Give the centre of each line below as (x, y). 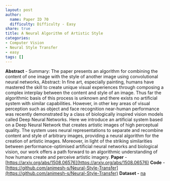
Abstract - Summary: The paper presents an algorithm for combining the (82, 71)
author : (13, 15)
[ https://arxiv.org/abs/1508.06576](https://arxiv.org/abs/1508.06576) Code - (85, 163)
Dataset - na (132, 173)
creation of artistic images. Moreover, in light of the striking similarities (79, 141)
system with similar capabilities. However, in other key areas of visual (78, 104)
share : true (18, 29)
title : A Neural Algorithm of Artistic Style (54, 33)
